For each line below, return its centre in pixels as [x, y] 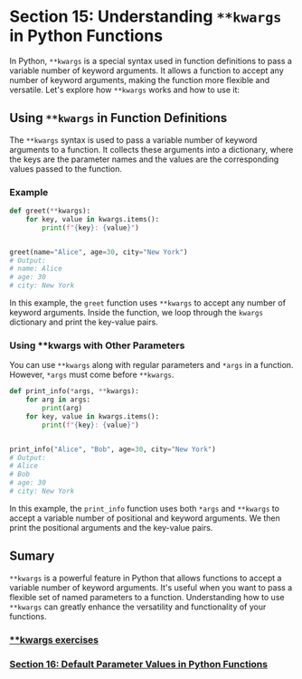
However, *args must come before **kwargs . [92, 375]
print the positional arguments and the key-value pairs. [111, 527]
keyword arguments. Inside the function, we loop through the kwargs [137, 313]
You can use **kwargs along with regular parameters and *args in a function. [151, 365]
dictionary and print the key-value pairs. [84, 322]
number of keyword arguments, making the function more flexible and [140, 80]
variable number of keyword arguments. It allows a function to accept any [147, 71]
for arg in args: [58, 400]
